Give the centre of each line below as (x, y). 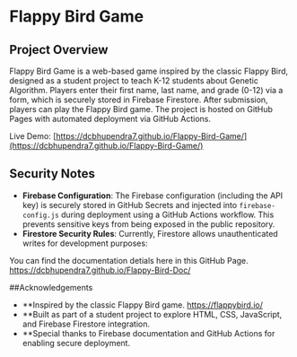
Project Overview (59, 50)
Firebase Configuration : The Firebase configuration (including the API (153, 196)
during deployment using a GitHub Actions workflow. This (168, 214)
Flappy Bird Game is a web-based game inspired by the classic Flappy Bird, (149, 71)
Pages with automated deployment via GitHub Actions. (110, 119)
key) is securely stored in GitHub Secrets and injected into (130, 205)
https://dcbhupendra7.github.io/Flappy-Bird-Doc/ (100, 270)
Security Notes (52, 174)
